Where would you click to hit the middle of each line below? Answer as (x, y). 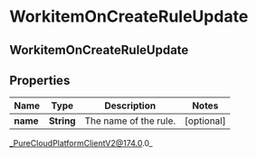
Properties (40, 80)
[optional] (205, 121)
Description (130, 106)
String (62, 121)
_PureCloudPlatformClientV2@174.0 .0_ (81, 143)
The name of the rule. (130, 121)
